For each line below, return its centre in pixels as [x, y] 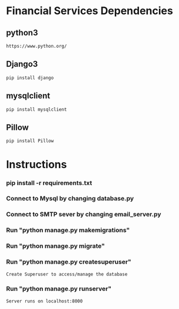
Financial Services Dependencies [90, 11]
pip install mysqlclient [37, 109]
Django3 [22, 64]
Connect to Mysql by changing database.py [70, 199]
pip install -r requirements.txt [49, 183]
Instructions [37, 164]
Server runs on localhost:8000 [44, 301]
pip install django [30, 78]
